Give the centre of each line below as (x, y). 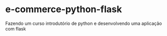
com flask (16, 28)
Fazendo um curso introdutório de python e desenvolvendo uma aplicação (84, 23)
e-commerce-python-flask (64, 9)
